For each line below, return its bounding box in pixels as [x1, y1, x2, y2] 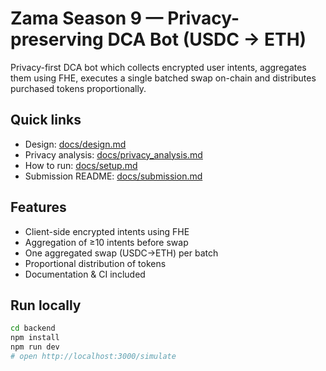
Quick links [10, 112, 82, 129]
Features [10, 199, 67, 216]
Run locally [10, 297, 82, 314]
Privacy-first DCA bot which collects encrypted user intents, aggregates [10, 61, 307, 73]
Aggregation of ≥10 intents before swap [24, 236, 189, 248]
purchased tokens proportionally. [10, 82, 147, 94]
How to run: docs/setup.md [24, 159, 138, 171]
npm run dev [10, 342, 60, 352]
